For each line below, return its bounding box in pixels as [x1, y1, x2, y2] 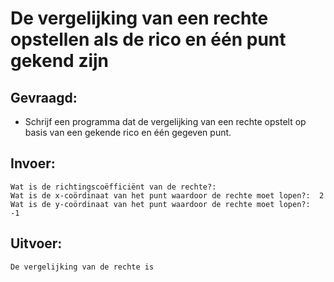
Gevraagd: [10, 89, 78, 106]
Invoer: [10, 155, 56, 172]
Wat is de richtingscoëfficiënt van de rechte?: [10, 182, 217, 192]
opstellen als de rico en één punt [10, 28, 287, 51]
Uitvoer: [10, 235, 63, 252]
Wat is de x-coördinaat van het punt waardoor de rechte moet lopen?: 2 [10, 190, 325, 201]
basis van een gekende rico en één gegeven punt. [24, 127, 232, 138]
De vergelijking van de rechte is [10, 262, 155, 272]
